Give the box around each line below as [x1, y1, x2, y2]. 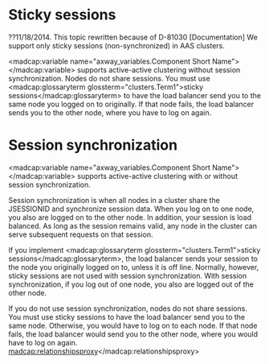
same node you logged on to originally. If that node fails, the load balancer [8, 99, 255, 109]
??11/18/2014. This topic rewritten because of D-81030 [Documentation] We [8, 32, 259, 42]
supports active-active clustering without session [77, 64, 241, 74]
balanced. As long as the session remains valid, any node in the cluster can [8, 221, 257, 230]
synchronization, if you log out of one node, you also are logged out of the [8, 279, 255, 289]
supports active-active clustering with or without [77, 171, 238, 180]
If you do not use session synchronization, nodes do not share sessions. [8, 304, 247, 313]
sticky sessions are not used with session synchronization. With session [8, 271, 247, 280]
